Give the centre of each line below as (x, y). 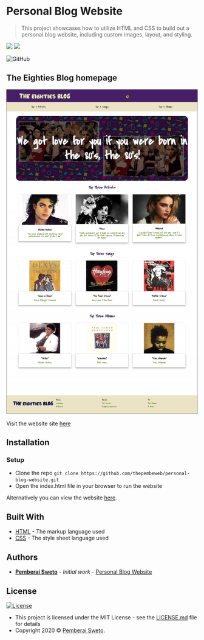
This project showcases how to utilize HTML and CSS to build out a (105, 28)
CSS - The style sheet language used (62, 538)
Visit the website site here (39, 423)
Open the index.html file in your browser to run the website (89, 486)
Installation (28, 443)
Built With (25, 517)
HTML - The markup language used (60, 532)
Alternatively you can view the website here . (62, 498)
